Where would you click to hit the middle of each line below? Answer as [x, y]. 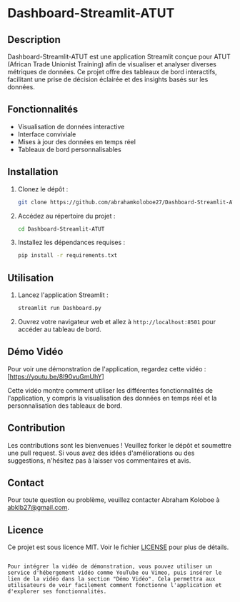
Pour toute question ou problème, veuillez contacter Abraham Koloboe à [114, 500]
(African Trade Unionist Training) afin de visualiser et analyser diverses [112, 64]
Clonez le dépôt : [43, 189]
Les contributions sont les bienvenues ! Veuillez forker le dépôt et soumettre [120, 445]
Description [34, 40]
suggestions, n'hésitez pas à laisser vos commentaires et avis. [99, 460]
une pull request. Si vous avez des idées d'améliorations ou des [101, 453]
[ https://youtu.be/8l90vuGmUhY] [56, 376]
